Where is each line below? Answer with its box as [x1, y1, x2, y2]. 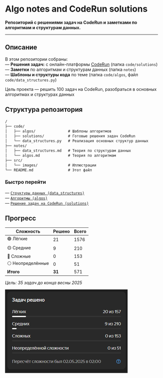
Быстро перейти [5, 179, 46, 186]
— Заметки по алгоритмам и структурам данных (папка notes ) [5, 67, 136, 72]
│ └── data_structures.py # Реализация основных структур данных [5, 138, 149, 143]
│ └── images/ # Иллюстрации [5, 163, 97, 168]
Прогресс [5, 214, 36, 223]
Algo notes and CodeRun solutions [5, 3, 148, 15]
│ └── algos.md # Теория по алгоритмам [5, 153, 116, 158]
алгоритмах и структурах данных [5, 91, 75, 97]
